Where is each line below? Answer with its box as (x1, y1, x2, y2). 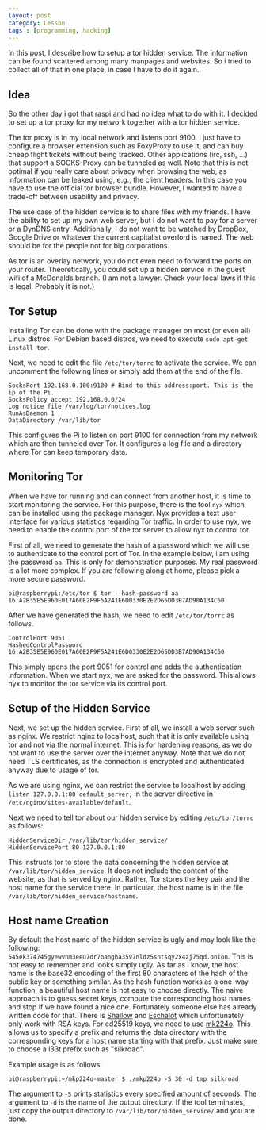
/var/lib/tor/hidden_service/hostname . (8, 890, 139, 901)
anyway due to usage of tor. (8, 765, 100, 774)
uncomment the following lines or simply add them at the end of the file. (8, 367, 243, 375)
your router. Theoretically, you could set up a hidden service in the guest (8, 265, 245, 275)
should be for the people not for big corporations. (8, 241, 170, 251)
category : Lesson (8, 19, 66, 27)
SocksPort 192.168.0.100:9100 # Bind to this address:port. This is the (8, 382, 253, 390)
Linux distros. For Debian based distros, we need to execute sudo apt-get (8, 334, 249, 344)
